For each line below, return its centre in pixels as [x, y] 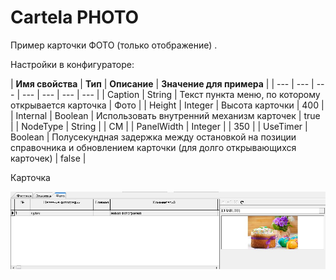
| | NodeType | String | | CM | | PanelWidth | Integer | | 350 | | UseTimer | [159, 126]
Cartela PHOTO [75, 17]
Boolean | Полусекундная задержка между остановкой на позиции [153, 137]
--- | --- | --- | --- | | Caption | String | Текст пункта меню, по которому [171, 94]
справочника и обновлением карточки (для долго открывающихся [153, 147]
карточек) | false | [48, 158]
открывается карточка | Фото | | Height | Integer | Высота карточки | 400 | [167, 105]
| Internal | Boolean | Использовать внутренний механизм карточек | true [165, 115]
